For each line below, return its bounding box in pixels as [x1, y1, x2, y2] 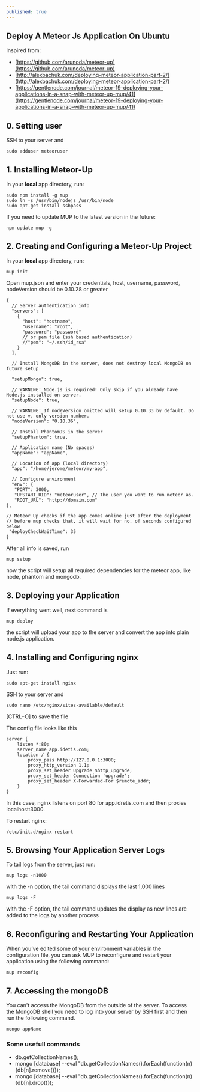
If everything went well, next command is [6, 606, 108, 614]
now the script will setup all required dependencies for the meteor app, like [6, 566, 192, 574]
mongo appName [6, 1026, 42, 1032]
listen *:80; [17, 741, 50, 747]
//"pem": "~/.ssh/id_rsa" [22, 339, 87, 346]
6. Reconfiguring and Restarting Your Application [6, 929, 194, 939]
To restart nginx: [6, 817, 47, 824]
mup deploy [6, 618, 34, 624]
